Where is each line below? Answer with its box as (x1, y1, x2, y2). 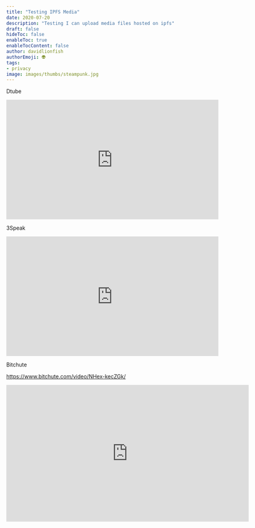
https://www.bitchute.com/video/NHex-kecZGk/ (6, 373, 126, 380)
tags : (6, 60, 20, 66)
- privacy (6, 65, 31, 72)
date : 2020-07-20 (6, 15, 50, 21)
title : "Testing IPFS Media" (6, 9, 80, 15)
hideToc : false (6, 32, 45, 38)
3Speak (6, 224, 26, 231)
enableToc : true (6, 37, 47, 43)
